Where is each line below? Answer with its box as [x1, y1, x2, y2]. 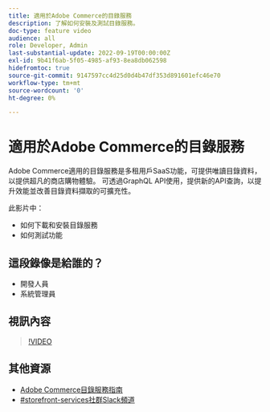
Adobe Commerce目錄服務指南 [19, 385, 123, 394]
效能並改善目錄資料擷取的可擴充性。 [14, 186, 135, 196]
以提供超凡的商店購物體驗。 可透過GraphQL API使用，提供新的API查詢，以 [8, 176, 255, 186]
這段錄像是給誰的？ [8, 256, 104, 270]
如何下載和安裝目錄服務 [19, 220, 98, 230]
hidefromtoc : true [8, 64, 70, 72]
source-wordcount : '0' [8, 86, 84, 95]
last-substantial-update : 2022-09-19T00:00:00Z [8, 49, 171, 57]
